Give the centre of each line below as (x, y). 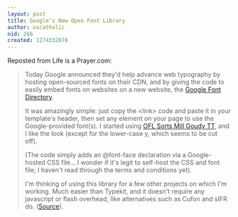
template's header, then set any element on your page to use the (119, 119)
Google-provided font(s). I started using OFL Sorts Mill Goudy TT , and (127, 126)
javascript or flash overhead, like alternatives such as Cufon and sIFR (126, 199)
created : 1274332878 (38, 41)
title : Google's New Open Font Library (66, 21)
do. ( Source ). (44, 206)
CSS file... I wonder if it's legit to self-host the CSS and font (133, 163)
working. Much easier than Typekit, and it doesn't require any (114, 191)
